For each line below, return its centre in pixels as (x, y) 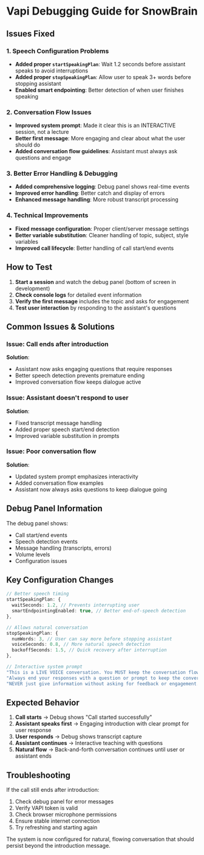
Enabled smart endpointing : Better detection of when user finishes (99, 90)
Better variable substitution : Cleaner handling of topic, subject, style (102, 235)
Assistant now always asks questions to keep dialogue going (91, 489)
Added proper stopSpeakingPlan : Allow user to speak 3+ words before (103, 77)
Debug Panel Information (55, 509)
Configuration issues (41, 561)
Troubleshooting (39, 775)
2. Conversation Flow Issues (49, 112)
